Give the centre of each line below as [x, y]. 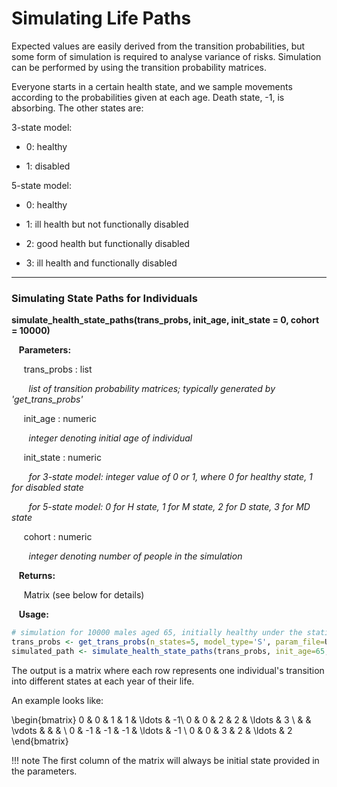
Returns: [37, 576]
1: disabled [48, 166]
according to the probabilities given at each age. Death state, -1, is [148, 97]
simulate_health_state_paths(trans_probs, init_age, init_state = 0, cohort [165, 320]
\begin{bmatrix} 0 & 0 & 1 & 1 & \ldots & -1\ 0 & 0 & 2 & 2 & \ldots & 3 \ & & [161, 719]
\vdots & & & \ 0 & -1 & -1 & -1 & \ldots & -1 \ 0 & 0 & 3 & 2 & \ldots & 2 [152, 730]
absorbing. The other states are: [77, 108]
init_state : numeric [62, 458]
